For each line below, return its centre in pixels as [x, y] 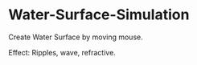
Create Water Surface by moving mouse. [76, 37]
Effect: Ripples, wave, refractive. [62, 52]
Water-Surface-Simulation [99, 15]
